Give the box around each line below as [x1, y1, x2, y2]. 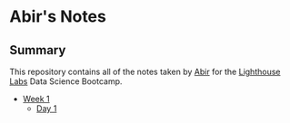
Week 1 [22, 93, 50, 104]
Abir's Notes [9, 6, 106, 27]
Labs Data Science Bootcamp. [9, 76, 123, 87]
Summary [9, 43, 66, 58]
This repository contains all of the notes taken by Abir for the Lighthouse [9, 66, 281, 77]
